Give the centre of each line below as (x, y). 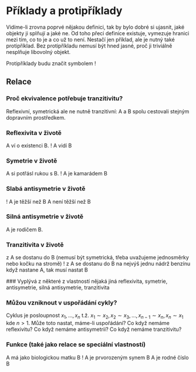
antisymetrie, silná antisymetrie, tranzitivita (58, 288)
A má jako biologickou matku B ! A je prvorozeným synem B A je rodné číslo (97, 357)
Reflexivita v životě (34, 133)
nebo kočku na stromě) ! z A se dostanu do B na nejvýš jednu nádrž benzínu (98, 264)
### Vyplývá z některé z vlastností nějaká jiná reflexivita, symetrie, (87, 281)
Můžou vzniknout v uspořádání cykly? (62, 303)
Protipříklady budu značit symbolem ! (51, 63)
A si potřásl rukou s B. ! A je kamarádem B (57, 174)
